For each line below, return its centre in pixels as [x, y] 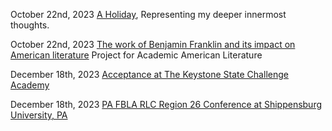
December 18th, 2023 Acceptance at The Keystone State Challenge [149, 74]
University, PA [39, 115]
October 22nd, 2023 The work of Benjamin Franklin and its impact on [153, 44]
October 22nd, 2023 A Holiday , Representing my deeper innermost [148, 14]
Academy [30, 85]
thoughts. [30, 25]
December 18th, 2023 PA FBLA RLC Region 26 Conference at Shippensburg [166, 104]
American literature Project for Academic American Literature [136, 55]
